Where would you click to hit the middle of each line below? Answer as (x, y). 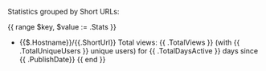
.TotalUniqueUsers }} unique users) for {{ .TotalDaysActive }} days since (139, 51)
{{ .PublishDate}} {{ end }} (62, 59)
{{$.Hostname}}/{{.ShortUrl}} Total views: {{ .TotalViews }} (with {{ (129, 42)
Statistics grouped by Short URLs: (63, 12)
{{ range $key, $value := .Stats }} (62, 27)
